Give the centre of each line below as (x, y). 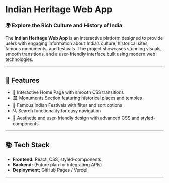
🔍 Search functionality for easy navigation (57, 111)
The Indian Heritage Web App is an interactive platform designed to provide (84, 38)
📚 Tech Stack (27, 145)
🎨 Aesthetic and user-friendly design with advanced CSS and (76, 118)
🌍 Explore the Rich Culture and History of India (64, 25)
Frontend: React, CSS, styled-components (57, 159)
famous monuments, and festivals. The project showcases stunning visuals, (84, 49)
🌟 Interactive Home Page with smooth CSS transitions (68, 92)
